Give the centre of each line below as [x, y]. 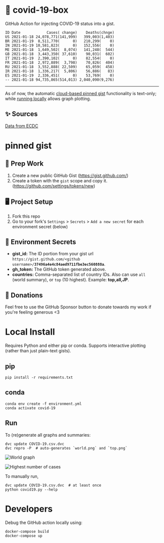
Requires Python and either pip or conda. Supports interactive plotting [75, 346]
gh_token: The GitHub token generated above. [59, 270]
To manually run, [22, 476]
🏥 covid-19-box [37, 10]
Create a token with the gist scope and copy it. [60, 180]
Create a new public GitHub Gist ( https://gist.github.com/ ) [70, 175]
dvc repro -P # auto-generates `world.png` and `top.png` [66, 448]
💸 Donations [24, 295]
